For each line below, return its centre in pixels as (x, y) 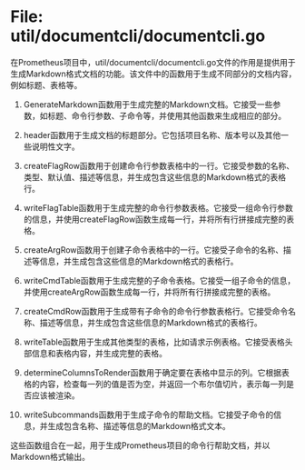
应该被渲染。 (55, 395)
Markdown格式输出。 (50, 456)
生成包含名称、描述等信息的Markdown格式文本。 (139, 425)
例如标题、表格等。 (46, 85)
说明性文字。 (55, 146)
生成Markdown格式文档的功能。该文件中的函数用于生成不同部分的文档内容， (153, 74)
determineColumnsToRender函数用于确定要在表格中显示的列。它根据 (152, 372)
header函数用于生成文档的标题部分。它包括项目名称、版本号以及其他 (152, 135)
